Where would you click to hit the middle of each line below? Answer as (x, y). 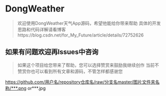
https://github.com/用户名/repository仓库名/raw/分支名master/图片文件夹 (80, 82)
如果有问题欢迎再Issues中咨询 (52, 52)
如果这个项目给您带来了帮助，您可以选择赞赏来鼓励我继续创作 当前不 (88, 65)
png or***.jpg (32, 88)
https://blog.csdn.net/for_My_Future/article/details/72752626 (80, 35)
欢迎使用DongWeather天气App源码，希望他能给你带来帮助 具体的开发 (89, 23)
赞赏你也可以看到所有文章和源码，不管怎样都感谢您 (70, 71)
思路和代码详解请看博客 (41, 29)
